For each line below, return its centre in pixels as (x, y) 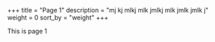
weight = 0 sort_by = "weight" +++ (58, 17)
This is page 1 (27, 31)
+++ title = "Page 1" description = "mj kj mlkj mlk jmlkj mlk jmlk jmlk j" (108, 10)
